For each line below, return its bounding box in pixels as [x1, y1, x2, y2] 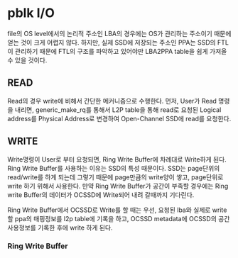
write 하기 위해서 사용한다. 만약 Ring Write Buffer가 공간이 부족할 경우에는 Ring [7, 181, 229, 190]
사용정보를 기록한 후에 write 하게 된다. [7, 223, 113, 232]
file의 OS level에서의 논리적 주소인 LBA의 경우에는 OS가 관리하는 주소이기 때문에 [7, 29, 232, 38]
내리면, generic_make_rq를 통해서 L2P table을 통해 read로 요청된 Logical [14, 105, 222, 114]
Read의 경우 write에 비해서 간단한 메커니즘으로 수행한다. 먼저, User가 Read [7, 96, 217, 105]
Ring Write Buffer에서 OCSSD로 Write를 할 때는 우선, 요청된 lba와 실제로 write [7, 206, 227, 214]
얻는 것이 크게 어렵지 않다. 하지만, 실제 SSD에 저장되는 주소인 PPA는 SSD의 [7, 38, 216, 47]
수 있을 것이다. [7, 55, 48, 64]
